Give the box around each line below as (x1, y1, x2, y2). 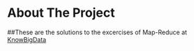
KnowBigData (7, 35, 47, 43)
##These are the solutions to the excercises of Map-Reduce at (7, 28, 187, 36)
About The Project (7, 5, 115, 21)
